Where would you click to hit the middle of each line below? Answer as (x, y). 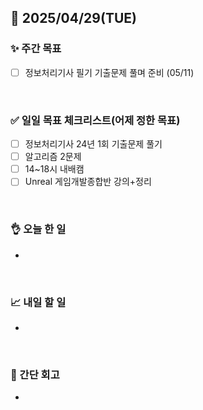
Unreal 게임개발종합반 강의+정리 (88, 182)
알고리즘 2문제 (53, 157)
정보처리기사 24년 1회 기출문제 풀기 (93, 144)
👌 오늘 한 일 (38, 229)
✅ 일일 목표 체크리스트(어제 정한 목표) (95, 120)
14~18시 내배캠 (54, 169)
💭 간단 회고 (35, 374)
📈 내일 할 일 (38, 302)
